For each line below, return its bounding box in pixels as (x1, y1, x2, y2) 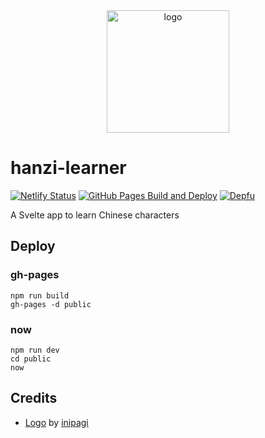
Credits (10, 390, 58, 407)
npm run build (10, 290, 70, 301)
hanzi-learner (10, 157, 127, 179)
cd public (10, 354, 52, 364)
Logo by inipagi (24, 416, 89, 428)
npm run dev (10, 345, 60, 355)
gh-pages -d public (10, 299, 92, 309)
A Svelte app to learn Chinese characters (10, 209, 180, 221)
